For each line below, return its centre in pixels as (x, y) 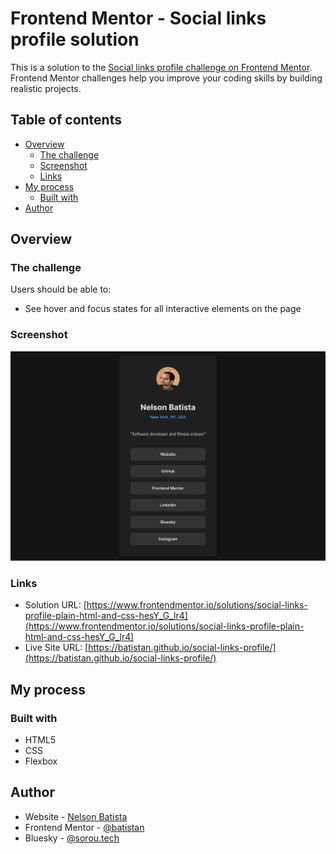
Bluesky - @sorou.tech (72, 838)
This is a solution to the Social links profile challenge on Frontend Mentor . (161, 67)
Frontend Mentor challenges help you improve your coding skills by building (166, 78)
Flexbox (41, 761)
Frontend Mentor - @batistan (84, 827)
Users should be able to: (61, 289)
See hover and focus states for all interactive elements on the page (163, 309)
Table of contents (66, 120)
